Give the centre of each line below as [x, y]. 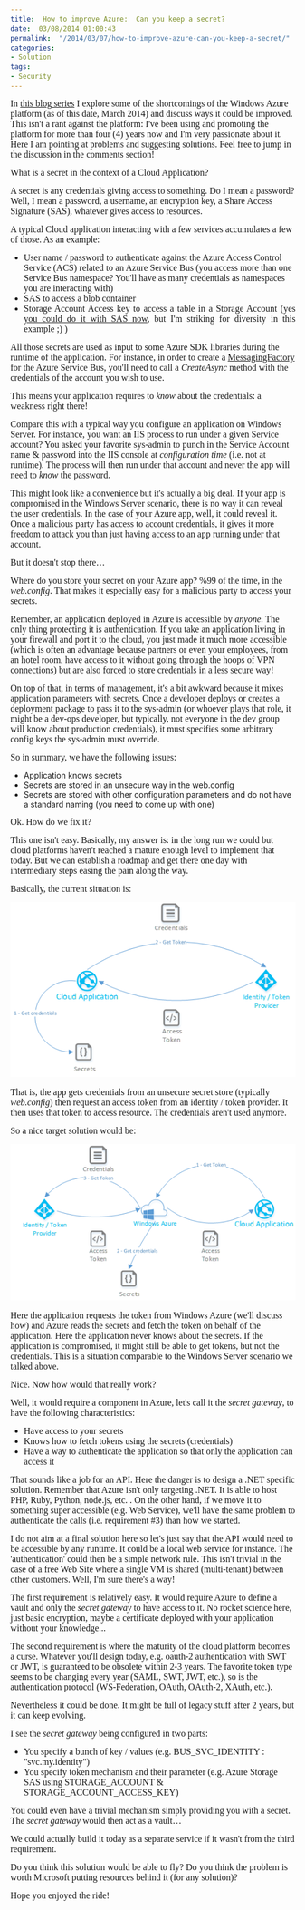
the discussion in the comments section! [82, 154]
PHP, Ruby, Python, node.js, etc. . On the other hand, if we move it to [136, 1499]
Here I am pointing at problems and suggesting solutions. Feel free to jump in [151, 144]
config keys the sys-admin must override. [85, 739]
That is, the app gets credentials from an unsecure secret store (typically [140, 1092]
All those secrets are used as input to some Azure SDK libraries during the [145, 347]
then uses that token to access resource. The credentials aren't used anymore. [149, 1113]
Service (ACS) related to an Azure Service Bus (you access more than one [157, 267]
